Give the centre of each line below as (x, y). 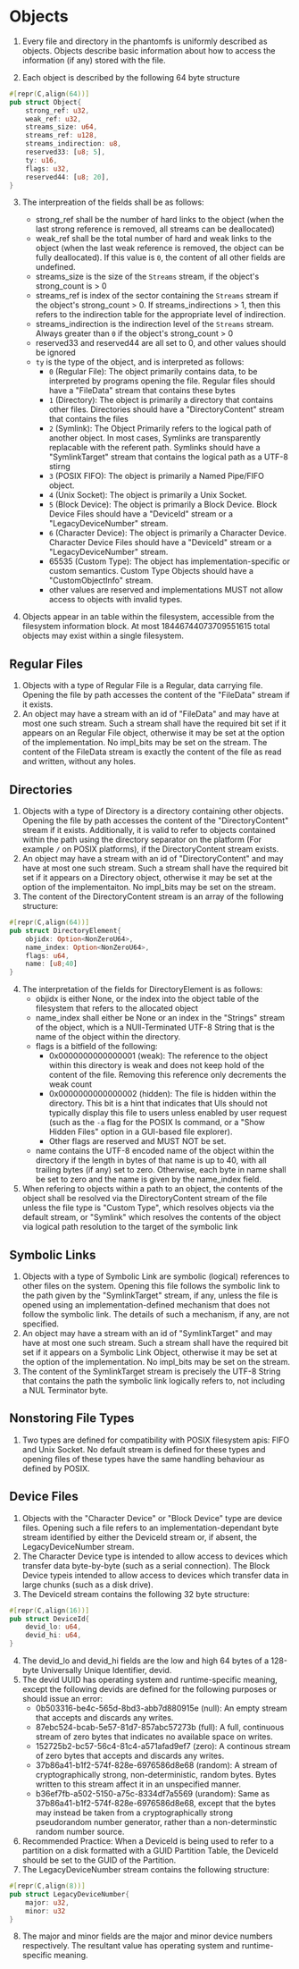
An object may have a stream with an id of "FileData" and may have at (150, 714)
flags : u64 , (47, 955)
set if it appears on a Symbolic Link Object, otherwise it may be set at (149, 1352)
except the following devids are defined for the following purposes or (149, 1689)
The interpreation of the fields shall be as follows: (113, 202)
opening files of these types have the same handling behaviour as (143, 1459)
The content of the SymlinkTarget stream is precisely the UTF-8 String (151, 1371)
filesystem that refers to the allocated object (117, 1008)
